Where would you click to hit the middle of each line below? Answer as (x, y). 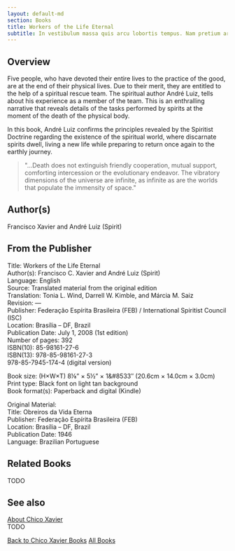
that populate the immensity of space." (80, 188)
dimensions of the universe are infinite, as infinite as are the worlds (121, 180)
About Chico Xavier (35, 519)
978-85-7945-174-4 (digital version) (59, 362)
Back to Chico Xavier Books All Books (62, 540)
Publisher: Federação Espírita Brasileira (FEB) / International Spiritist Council (117, 310)
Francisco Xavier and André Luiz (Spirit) (65, 226)
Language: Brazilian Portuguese (53, 442)
